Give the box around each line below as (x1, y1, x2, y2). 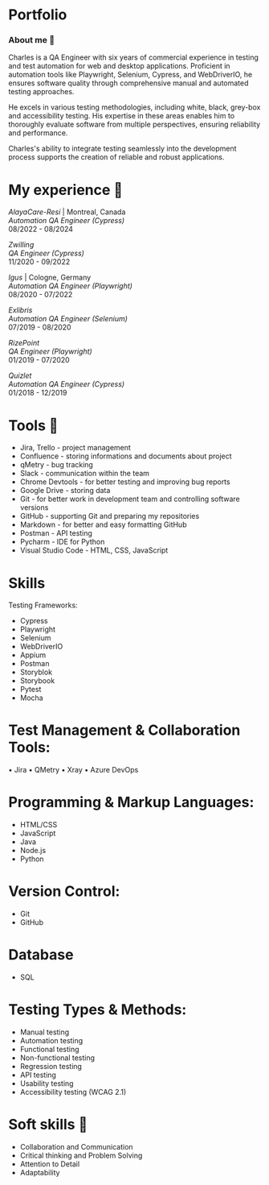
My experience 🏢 (8, 180, 123, 199)
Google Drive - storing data (19, 486, 111, 495)
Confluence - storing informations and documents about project (19, 451, 232, 461)
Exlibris (8, 305, 33, 315)
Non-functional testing (19, 1053, 95, 1063)
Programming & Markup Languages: (8, 793, 255, 811)
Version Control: (8, 882, 120, 901)
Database (8, 946, 74, 964)
